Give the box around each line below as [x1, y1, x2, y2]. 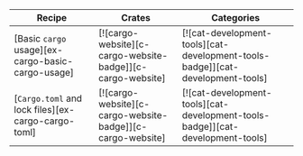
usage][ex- [14, 44, 63, 56]
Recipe [36, 12, 68, 23]
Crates [121, 12, 151, 23]
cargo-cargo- [14, 115, 75, 127]
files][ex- [33, 104, 75, 115]
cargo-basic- [14, 55, 74, 67]
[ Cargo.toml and [14, 92, 83, 105]
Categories [211, 12, 260, 23]
